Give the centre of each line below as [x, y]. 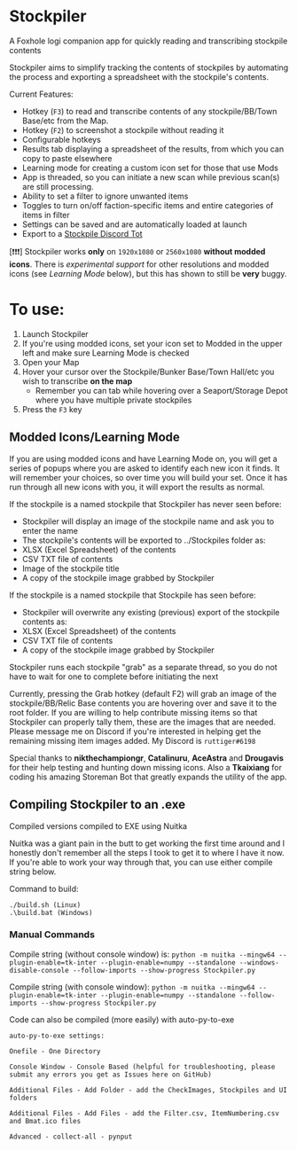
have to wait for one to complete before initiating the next [114, 677]
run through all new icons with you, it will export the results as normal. [137, 487]
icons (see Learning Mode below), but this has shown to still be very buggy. [148, 273]
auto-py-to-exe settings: [57, 1036]
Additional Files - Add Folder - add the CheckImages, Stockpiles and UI [148, 1090]
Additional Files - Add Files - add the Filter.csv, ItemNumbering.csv [144, 1113]
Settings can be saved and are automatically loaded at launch [134, 224]
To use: [37, 310]
